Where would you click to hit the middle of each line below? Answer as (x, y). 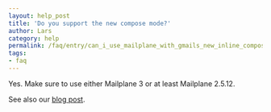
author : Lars (30, 31)
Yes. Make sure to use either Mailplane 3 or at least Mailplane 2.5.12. (122, 83)
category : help (34, 38)
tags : (17, 53)
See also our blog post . (47, 99)
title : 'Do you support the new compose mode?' (90, 23)
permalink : (27, 46)
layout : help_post (39, 16)
